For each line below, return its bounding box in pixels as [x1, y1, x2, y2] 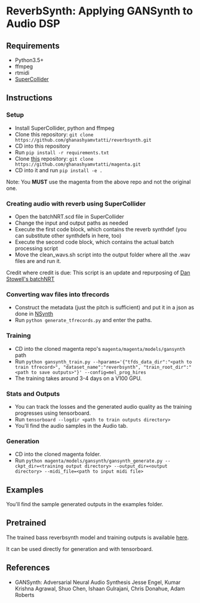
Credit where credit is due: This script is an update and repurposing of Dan [6, 269, 190, 276]
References [6, 563, 50, 573]
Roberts [14, 591, 35, 598]
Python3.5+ [14, 57, 44, 63]
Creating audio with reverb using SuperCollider [6, 199, 146, 207]
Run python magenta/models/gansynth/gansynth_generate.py [14, 457, 163, 464]
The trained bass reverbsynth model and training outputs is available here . [6, 534, 189, 541]
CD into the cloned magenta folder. [14, 451, 101, 458]
